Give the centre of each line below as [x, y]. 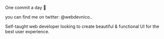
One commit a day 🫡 [26, 8]
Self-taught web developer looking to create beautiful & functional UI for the [82, 26]
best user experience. [27, 31]
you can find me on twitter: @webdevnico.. [49, 17]
